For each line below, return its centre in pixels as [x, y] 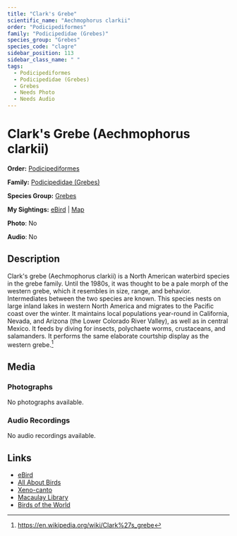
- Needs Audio [34, 99]
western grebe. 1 [31, 344]
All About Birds [39, 482]
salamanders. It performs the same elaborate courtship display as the [108, 336]
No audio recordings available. [52, 436]
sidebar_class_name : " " [44, 60]
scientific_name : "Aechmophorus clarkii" [69, 20]
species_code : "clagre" [42, 47]
